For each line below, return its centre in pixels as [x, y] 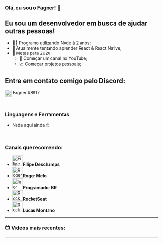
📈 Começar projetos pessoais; [50, 64]
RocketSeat [35, 199]
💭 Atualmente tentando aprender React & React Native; [67, 48]
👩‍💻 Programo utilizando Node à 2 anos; [51, 43]
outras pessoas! [30, 31]
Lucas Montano [39, 210]
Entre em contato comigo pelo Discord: [65, 81]
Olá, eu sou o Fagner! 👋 [33, 8]
